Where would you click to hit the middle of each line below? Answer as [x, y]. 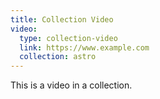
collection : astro [58, 57]
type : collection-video [68, 38]
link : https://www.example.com [84, 47]
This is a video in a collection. [71, 85]
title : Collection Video [62, 19]
